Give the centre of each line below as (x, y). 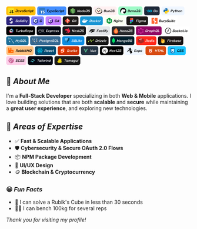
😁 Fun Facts (24, 189)
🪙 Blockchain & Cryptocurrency (55, 172)
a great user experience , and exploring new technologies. (77, 108)
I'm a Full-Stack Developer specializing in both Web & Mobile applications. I (98, 95)
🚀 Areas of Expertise (45, 127)
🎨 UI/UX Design (34, 165)
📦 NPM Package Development (53, 157)
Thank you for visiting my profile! (46, 220)
